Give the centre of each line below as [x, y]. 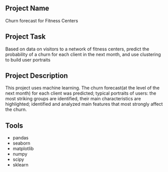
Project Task [25, 37]
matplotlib [23, 149]
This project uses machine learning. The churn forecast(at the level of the [82, 88]
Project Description [37, 76]
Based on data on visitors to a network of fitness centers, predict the [77, 49]
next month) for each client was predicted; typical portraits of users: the [81, 93]
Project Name [27, 8]
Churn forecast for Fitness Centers [42, 20]
